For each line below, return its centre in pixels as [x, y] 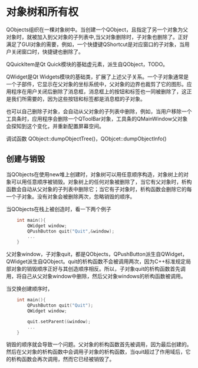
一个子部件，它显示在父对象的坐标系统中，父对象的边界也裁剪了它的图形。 [96, 84]
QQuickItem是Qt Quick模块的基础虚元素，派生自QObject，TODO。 [87, 64]
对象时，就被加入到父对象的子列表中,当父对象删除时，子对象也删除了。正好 [97, 37]
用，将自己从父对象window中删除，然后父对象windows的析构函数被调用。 [96, 276]
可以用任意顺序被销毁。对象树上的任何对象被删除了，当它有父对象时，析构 [101, 182]
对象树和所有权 [42, 12]
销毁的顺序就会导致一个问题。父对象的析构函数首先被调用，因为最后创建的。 [99, 344]
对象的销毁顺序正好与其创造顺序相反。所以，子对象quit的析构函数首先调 [98, 269]
